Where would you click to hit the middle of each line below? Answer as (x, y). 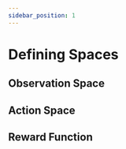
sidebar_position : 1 (42, 15)
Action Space (42, 110)
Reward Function (50, 137)
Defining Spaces (63, 54)
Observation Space (56, 84)
